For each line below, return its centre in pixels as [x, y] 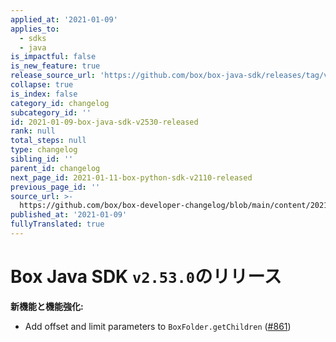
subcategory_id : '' [51, 112]
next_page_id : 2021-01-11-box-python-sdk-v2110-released [131, 177]
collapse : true [42, 85]
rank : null [33, 131]
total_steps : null [48, 141]
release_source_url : [53, 76]
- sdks [33, 38]
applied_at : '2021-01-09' [64, 19]
